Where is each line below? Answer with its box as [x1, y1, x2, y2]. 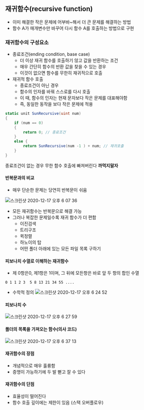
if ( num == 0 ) [14, 120, 43, 125]
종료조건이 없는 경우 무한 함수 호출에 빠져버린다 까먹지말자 [5, 162, 119, 168]
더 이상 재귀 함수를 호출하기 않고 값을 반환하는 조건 [19, 57, 119, 63]
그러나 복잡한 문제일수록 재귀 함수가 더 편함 [12, 214, 97, 221]
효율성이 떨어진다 [12, 394, 46, 400]
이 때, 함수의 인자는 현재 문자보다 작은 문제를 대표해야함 [19, 95, 128, 101]
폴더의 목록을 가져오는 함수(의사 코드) [5, 326, 77, 332]
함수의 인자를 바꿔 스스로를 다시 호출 [19, 89, 91, 95]
